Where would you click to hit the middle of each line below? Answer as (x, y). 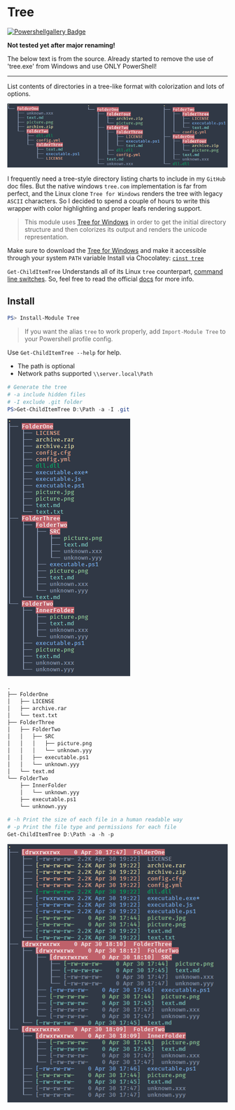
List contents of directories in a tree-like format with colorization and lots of (116, 86)
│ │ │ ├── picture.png (50, 744)
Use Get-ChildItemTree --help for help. (64, 352)
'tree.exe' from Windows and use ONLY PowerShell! (82, 66)
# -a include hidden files (47, 394)
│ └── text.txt (33, 716)
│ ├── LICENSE (31, 702)
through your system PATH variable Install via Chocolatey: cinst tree (106, 258)
